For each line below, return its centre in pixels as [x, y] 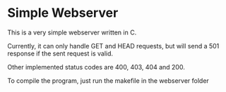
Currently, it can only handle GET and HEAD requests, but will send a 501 [113, 46]
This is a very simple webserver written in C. [72, 32]
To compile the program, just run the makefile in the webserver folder [108, 80]
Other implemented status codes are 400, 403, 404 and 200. [96, 67]
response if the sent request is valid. [60, 53]
